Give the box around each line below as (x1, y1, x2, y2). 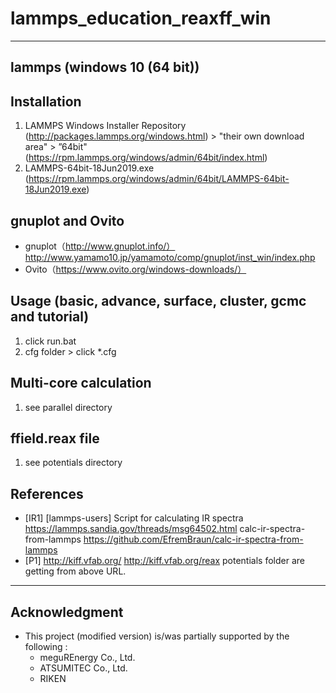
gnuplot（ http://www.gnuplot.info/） (24, 240, 176, 252)
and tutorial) (10, 308, 90, 326)
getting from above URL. (24, 565, 127, 577)
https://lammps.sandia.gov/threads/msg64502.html (24, 523, 238, 535)
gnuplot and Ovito (10, 212, 125, 229)
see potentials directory (24, 457, 123, 469)
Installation (10, 93, 82, 110)
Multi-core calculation (10, 375, 152, 392)
